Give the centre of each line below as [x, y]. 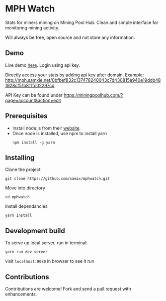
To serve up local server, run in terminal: [46, 243]
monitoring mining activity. [32, 27]
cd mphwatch [17, 197]
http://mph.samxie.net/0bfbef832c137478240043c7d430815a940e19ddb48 [83, 80]
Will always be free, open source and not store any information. [70, 37]
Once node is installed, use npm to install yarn [60, 133]
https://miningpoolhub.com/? [93, 95]
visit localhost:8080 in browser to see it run [50, 261]
